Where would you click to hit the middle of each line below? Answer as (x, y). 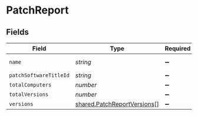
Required (178, 49)
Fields (18, 32)
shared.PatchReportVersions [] (117, 104)
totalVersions (29, 95)
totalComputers (30, 85)
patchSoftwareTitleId (39, 75)
